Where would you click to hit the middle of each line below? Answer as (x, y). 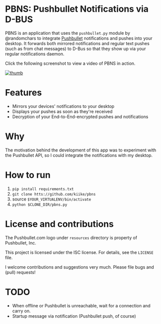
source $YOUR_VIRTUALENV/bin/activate (52, 199)
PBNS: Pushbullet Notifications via (77, 9)
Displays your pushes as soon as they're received (62, 111)
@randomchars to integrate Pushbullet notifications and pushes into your (79, 38)
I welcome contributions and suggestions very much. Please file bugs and (80, 267)
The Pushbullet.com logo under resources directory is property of (71, 237)
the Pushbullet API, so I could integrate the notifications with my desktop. (79, 155)
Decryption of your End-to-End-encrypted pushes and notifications (80, 117)
